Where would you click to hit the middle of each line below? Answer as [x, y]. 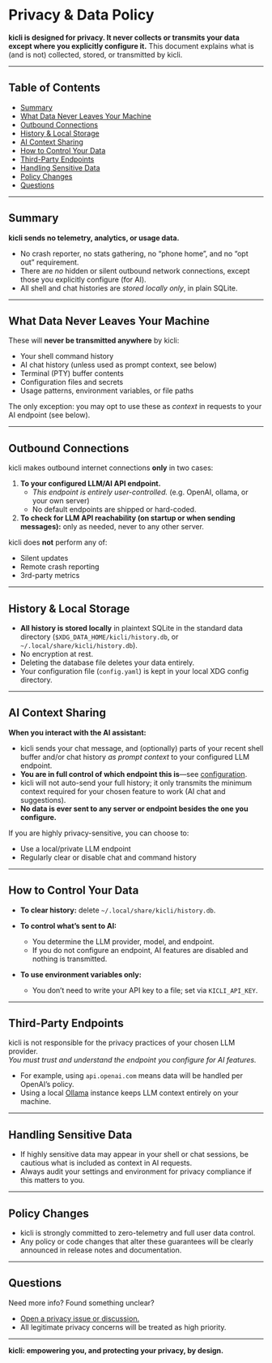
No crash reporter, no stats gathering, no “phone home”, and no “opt [134, 253]
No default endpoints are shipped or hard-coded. [114, 510]
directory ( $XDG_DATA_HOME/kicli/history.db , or [99, 636]
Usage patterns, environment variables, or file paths [107, 390]
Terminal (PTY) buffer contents [72, 373]
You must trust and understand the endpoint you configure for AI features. [132, 1060]
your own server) [61, 501]
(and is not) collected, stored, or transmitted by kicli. [96, 54]
